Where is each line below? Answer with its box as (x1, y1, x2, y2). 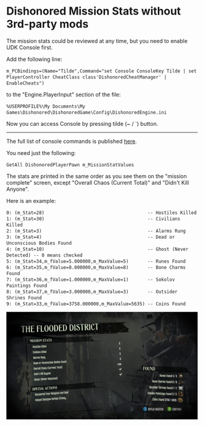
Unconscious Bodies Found (6, 240, 72, 246)
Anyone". (6, 185, 29, 193)
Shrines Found (6, 295, 42, 301)
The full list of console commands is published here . (6, 137, 137, 145)
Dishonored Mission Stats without (6, 4, 181, 18)
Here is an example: (6, 197, 56, 204)
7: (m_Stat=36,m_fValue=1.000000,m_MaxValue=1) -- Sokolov (6, 277, 175, 283)
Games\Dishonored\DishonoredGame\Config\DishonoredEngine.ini (6, 109, 167, 115)
